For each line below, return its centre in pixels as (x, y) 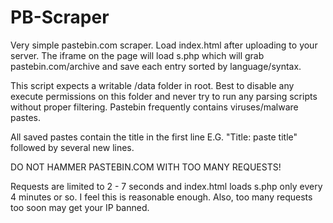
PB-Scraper (60, 17)
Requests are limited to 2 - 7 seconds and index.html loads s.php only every (166, 186)
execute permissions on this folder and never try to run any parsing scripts (164, 96)
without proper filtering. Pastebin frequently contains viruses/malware (154, 107)
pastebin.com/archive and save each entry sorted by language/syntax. (156, 66)
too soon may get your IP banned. (80, 207)
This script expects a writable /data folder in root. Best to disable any (152, 85)
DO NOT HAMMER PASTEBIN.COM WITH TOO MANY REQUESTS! (146, 167)
